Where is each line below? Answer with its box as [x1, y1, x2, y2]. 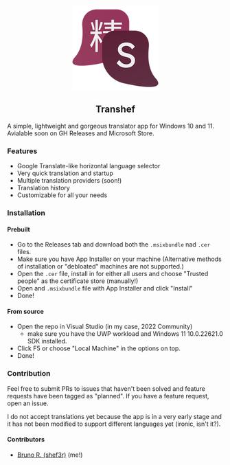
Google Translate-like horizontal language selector [16, 162, 161, 170]
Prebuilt [7, 225, 31, 234]
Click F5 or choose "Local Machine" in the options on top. [16, 344, 181, 352]
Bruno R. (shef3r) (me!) [16, 451, 83, 459]
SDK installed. [27, 337, 67, 345]
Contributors [7, 435, 45, 444]
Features [7, 146, 38, 156]
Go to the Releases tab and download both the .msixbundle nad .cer [16, 240, 211, 249]
